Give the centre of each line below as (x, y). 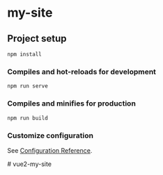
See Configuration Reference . (50, 150)
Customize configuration (51, 135)
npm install (24, 54)
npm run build (28, 118)
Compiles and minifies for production (71, 103)
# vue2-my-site (30, 164)
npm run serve (28, 86)
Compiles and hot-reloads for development (82, 72)
